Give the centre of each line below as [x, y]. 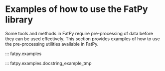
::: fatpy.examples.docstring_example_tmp [48, 63]
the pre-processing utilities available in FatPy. [52, 44]
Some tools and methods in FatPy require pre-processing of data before [79, 33]
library [19, 20]
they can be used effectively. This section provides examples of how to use [83, 39]
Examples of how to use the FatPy [77, 9]
